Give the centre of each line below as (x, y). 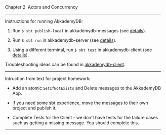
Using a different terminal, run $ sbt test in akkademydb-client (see (82, 50)
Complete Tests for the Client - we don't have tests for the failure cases (85, 118)
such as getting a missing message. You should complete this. (76, 123)
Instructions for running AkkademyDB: (44, 21)
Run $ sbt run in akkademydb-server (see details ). (64, 40)
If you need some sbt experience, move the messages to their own (80, 103)
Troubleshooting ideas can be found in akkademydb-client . (65, 64)
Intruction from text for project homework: (48, 79)
